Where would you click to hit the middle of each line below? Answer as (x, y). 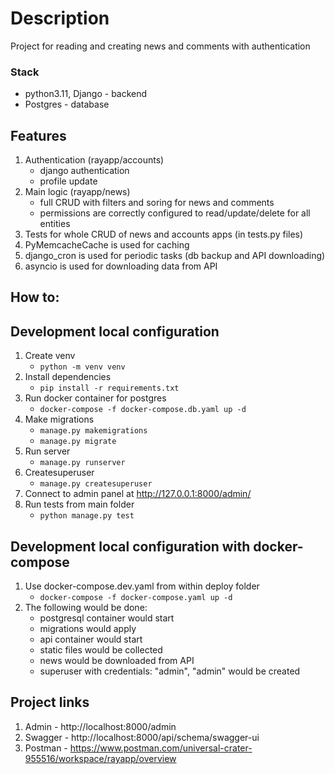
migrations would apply (88, 629)
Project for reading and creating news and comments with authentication (160, 46)
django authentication (84, 171)
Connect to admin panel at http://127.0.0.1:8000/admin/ (138, 494)
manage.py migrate (78, 442)
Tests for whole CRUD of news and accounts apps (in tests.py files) (164, 234)
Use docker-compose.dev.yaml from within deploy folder (142, 586)
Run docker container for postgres (95, 398)
